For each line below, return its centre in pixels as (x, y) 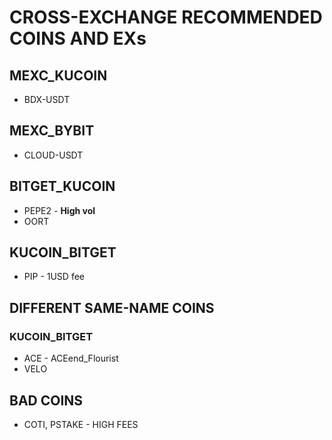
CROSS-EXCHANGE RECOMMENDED (166, 17)
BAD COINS (46, 400)
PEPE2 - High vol (59, 210)
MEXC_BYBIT (52, 131)
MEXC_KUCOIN (58, 75)
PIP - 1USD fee (54, 277)
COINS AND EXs (78, 38)
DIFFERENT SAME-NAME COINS (112, 307)
